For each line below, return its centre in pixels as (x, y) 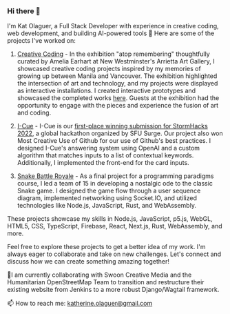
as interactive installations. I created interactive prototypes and (106, 91)
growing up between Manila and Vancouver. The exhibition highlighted (117, 76)
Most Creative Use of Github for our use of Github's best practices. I (114, 141)
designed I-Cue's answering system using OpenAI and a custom (108, 148)
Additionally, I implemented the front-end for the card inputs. (103, 163)
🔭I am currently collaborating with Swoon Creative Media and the (100, 275)
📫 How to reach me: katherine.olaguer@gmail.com (80, 304)
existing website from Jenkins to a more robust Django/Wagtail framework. (113, 290)
